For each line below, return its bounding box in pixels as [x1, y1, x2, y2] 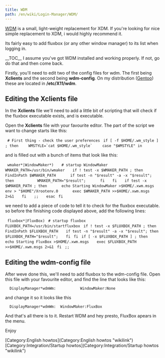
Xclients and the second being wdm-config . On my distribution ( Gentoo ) [5, 75, 154, 81]
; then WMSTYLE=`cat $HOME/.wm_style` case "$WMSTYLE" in [5, 144, 142, 149]
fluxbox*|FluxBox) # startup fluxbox [7, 218, 86, 224]
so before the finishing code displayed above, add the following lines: [5, 208, 146, 214]
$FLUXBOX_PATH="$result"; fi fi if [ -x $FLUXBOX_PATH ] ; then [5, 234, 148, 239]
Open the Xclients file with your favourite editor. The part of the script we [5, 122, 155, 128]
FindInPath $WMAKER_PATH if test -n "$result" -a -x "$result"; [5, 173, 152, 178]
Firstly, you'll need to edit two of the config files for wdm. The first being [5, 70, 152, 76]
